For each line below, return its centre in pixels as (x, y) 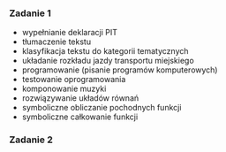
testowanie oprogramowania (74, 80)
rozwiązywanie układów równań (80, 98)
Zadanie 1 (30, 13)
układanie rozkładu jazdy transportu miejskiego (108, 61)
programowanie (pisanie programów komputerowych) (120, 70)
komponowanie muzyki (64, 89)
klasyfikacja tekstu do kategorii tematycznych (105, 51)
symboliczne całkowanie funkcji (80, 117)
